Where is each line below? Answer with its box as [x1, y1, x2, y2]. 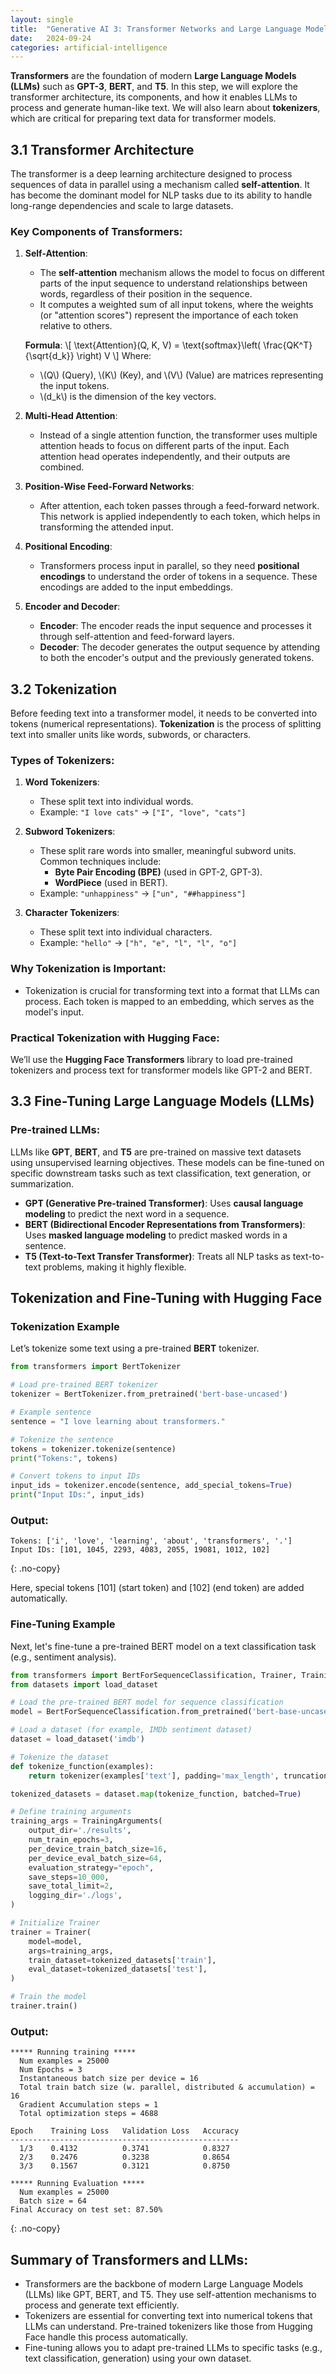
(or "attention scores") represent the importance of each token [39, 309, 299, 321]
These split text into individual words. [39, 796, 194, 808]
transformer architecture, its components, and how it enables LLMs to [10, 91, 298, 103]
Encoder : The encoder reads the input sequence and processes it [39, 620, 312, 632]
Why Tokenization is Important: [10, 962, 167, 976]
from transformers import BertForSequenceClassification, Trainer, [10, 1670, 298, 1680]
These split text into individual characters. [39, 926, 213, 938]
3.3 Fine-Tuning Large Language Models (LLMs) [10, 1093, 315, 1110]
